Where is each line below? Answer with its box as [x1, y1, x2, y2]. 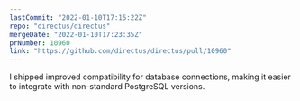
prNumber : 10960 [9, 38, 70, 48]
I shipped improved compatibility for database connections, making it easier [9, 71, 291, 82]
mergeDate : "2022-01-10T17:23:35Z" [9, 30, 143, 39]
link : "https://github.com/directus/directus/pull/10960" [9, 47, 232, 56]
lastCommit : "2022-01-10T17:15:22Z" [9, 13, 147, 23]
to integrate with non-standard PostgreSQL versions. [9, 81, 205, 92]
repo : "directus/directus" [9, 22, 111, 31]
